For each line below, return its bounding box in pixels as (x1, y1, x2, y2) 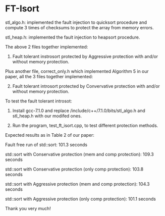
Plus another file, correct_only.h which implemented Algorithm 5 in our (5, 68, 149, 74)
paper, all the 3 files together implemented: (5, 73, 93, 79)
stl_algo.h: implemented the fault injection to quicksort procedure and (5, 19, 147, 25)
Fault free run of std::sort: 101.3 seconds (5, 142, 88, 148)
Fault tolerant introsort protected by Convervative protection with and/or (12, 83, 160, 89)
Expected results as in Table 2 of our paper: (5, 132, 95, 138)
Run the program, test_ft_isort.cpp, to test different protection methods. (12, 122, 159, 128)
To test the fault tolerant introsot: (5, 98, 72, 104)
